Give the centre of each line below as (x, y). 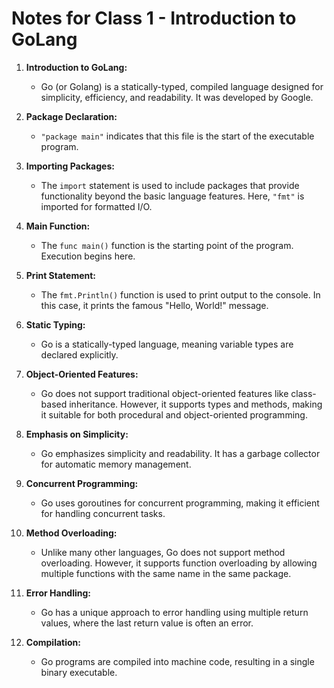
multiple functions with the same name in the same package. (166, 573)
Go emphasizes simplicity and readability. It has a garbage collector (180, 453)
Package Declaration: (71, 116)
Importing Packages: (70, 166)
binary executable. (79, 672)
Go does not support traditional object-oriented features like (164, 393)
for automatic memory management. (116, 464)
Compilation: (53, 642)
